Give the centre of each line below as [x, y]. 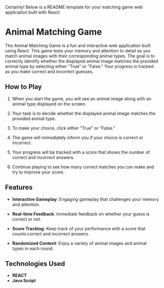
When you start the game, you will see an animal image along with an [82, 99]
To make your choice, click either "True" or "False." [64, 128]
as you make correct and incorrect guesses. [49, 71]
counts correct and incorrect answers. [51, 234]
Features [19, 188]
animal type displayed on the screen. [49, 104]
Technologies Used [35, 264]
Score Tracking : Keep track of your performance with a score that [79, 228]
